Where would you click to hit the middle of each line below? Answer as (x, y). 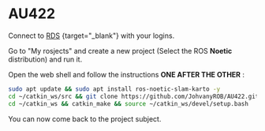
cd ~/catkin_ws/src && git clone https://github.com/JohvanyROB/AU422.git (134, 96)
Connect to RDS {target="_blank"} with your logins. (91, 36)
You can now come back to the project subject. (85, 118)
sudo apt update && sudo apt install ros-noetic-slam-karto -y (114, 89)
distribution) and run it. (45, 59)
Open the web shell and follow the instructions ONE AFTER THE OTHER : (127, 74)
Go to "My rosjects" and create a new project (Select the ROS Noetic (120, 51)
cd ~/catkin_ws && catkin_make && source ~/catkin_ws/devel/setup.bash (128, 103)
